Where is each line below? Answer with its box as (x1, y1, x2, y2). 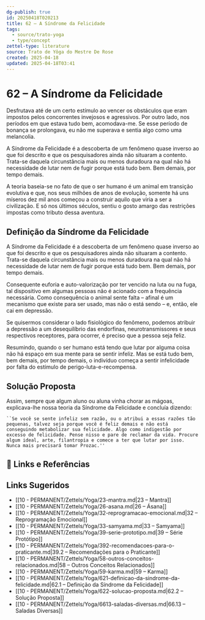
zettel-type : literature (6, 44, 70, 50)
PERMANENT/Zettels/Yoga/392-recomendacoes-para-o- (30, 542, 175, 549)
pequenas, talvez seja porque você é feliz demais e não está (6, 421, 168, 427)
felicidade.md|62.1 (15, 581, 62, 589)
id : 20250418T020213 (6, 15, 59, 21)
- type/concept (12, 37, 51, 44)
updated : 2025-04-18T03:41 (6, 60, 75, 66)
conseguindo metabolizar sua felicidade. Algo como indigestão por (6, 427, 182, 433)
